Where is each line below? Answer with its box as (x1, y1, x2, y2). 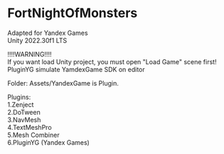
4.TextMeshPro (7, 123, 52, 131)
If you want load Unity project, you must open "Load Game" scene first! (7, 57, 217, 66)
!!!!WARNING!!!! (7, 50, 52, 58)
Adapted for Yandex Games (7, 29, 88, 37)
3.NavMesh (7, 115, 41, 124)
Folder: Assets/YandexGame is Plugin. (7, 78, 119, 87)
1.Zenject (7, 100, 34, 108)
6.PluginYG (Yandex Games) (7, 138, 90, 147)
